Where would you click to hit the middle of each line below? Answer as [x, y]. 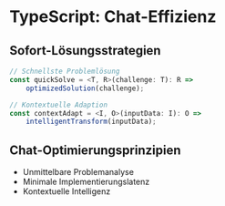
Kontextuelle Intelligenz [66, 191]
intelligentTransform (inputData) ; [91, 122]
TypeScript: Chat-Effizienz [113, 17]
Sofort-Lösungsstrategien [85, 51]
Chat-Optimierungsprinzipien [95, 150]
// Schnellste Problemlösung [65, 71]
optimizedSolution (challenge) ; [85, 88]
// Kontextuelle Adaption [58, 105]
